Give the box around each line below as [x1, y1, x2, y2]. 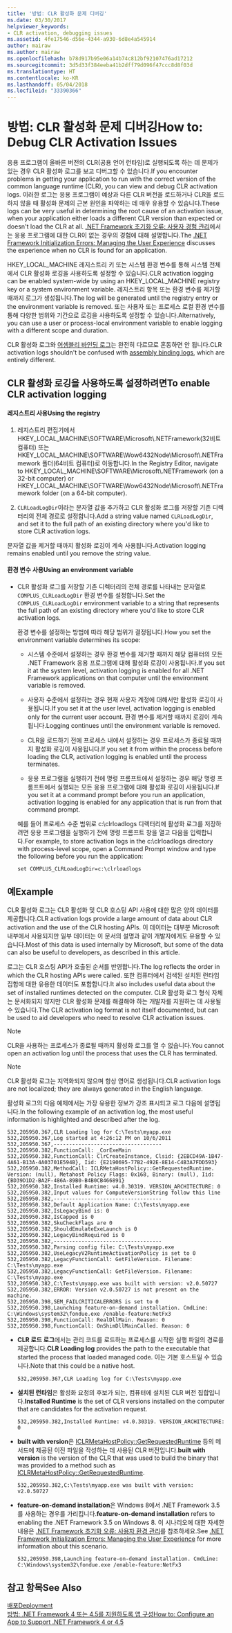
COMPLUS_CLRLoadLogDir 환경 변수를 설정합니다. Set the [17, 591, 166, 599]
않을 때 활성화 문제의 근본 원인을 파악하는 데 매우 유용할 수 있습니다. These [19, 199, 220, 208]
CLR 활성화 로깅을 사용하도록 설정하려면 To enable [7, 377, 211, 389]
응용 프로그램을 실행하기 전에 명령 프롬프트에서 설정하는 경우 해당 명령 [27, 774, 216, 783]
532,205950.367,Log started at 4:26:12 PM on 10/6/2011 [7, 1134, 171, 1141]
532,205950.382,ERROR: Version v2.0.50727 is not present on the [7, 1286, 199, 1293]
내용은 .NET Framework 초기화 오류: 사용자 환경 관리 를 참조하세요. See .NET [17, 1526, 224, 1535]
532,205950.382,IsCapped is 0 [7, 1213, 95, 1220]
